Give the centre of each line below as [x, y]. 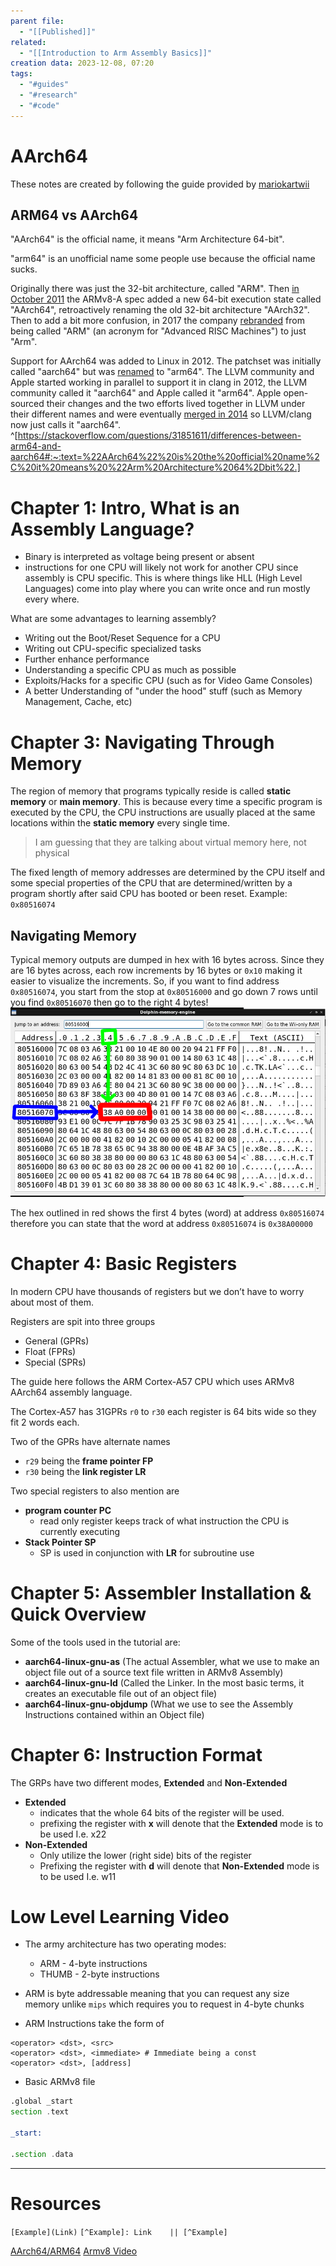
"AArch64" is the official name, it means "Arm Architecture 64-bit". [147, 239]
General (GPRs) [57, 1341]
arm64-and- [36, 446]
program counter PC [68, 1510]
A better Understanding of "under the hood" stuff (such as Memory [163, 691]
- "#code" [39, 105]
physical [52, 853]
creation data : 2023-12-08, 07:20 [82, 63]
